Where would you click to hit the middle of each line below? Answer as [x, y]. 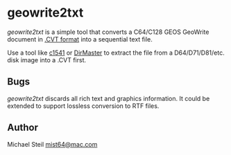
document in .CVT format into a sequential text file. [80, 39]
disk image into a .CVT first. [47, 60]
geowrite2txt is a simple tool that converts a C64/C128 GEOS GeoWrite [108, 32]
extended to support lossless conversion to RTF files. [83, 106]
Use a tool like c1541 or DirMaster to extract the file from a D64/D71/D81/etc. [116, 53]
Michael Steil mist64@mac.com [52, 144]
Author [23, 128]
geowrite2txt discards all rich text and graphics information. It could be [109, 98]
